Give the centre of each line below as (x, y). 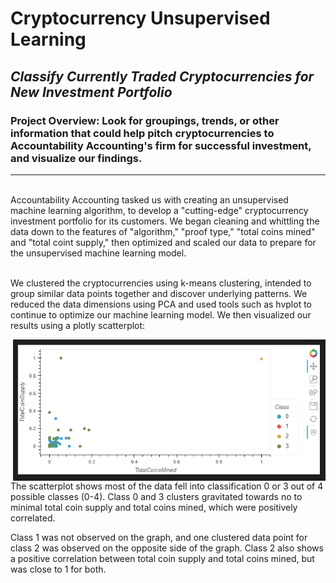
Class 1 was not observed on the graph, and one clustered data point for (159, 537)
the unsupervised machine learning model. (98, 253)
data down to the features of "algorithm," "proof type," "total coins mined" (163, 231)
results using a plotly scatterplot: (78, 325)
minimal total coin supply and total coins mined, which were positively (154, 507)
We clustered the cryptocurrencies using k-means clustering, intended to (161, 283)
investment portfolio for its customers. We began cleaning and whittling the (165, 221)
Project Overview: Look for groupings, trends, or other (145, 120)
